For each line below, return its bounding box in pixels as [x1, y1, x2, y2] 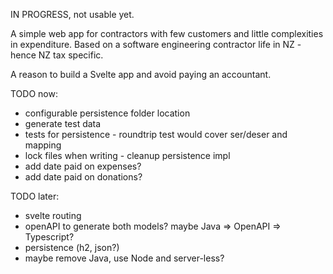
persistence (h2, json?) [24, 242, 120, 253]
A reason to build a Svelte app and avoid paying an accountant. [10, 69, 272, 80]
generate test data [24, 118, 102, 129]
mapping [24, 139, 62, 151]
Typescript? [24, 231, 75, 243]
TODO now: [10, 88, 58, 99]
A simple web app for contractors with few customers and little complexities [10, 28, 324, 39]
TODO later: [10, 190, 60, 202]
